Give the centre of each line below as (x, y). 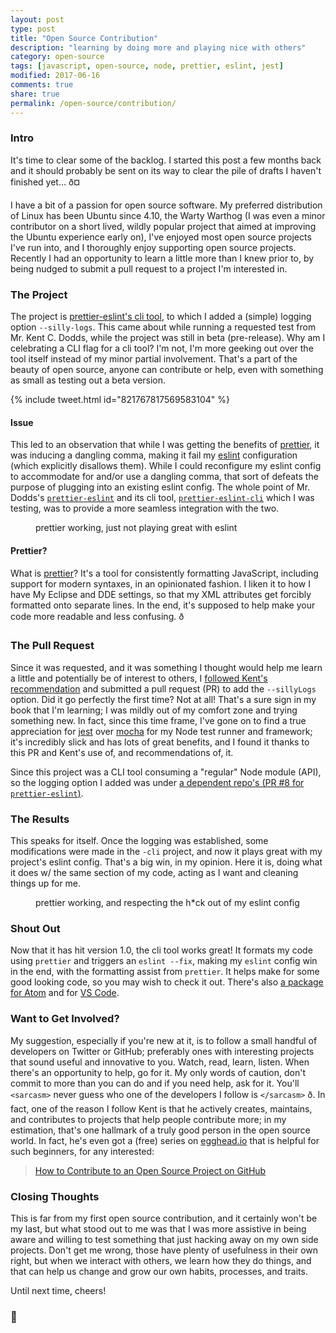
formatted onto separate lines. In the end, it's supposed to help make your (163, 605)
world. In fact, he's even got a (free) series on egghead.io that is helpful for (165, 1140)
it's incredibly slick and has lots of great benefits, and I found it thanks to (160, 742)
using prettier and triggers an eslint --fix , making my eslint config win (164, 961)
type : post (33, 29)
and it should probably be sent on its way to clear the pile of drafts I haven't (166, 170)
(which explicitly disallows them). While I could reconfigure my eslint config (166, 466)
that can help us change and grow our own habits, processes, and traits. (159, 1271)
